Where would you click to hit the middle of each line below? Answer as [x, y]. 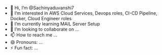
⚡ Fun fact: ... [24, 48]
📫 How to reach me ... [34, 35]
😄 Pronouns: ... [26, 42]
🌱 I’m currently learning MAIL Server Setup [55, 24]
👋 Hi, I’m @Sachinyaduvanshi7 [42, 8]
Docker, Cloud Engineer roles [41, 18]
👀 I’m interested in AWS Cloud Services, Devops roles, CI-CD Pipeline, [84, 13]
